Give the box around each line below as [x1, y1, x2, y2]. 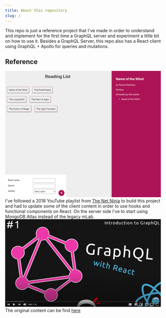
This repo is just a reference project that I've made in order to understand [5, 27, 155, 33]
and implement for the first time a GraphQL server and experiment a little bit [5, 33, 160, 39]
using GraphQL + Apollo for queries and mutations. [5, 43, 109, 49]
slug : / [5, 13, 21, 18]
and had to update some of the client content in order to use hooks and [5, 203, 150, 209]
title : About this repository [5, 8, 68, 13]
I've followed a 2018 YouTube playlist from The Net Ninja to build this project [5, 198, 161, 204]
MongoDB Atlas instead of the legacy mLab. [5, 213, 95, 220]
